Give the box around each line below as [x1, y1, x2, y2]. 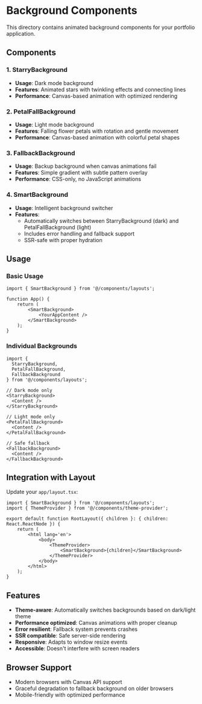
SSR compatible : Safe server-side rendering [14, 632, 126, 639]
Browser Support [6, 662, 72, 673]
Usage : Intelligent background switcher [14, 204, 113, 211]
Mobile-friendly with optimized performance [14, 691, 125, 698]
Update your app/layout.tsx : [6, 488, 78, 496]
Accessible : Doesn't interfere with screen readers [14, 645, 140, 652]
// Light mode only [6, 414, 55, 420]
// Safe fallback [6, 440, 50, 446]
